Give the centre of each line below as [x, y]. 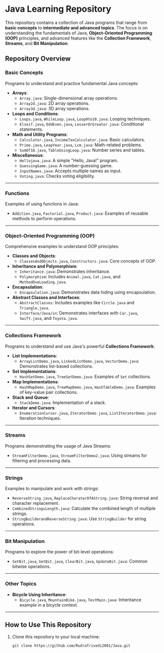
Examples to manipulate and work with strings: [52, 489]
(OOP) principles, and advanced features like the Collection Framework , [78, 38]
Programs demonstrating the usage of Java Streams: [58, 446]
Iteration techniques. [40, 418]
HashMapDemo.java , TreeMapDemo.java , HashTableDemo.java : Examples [88, 387]
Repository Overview [38, 59]
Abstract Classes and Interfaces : [46, 297]
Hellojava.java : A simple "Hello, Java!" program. [69, 160]
